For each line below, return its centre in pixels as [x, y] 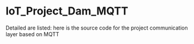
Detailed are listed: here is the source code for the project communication [97, 28]
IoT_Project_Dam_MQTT [67, 11]
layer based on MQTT [32, 34]
